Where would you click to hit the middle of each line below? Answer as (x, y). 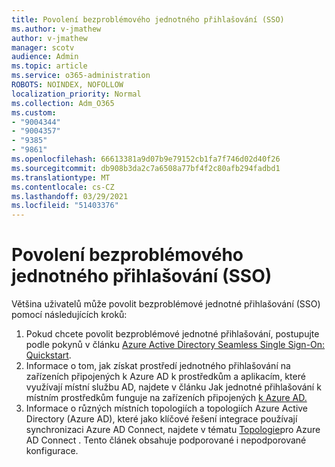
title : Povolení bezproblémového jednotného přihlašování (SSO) (148, 19)
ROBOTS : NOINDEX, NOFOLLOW (67, 85)
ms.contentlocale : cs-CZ (63, 187)
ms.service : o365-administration (81, 76)
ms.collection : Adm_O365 (63, 103)
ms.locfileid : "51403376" (65, 206)
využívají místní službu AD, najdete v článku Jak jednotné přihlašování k (173, 387)
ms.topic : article (49, 66)
